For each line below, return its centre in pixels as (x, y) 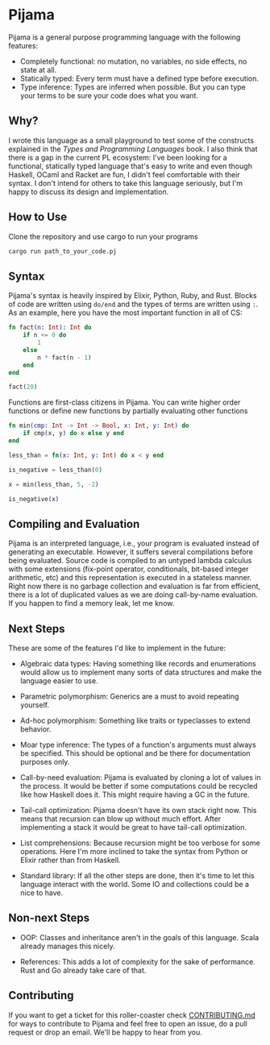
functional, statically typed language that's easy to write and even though (130, 166)
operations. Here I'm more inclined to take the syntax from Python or (134, 851)
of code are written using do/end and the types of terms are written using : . (133, 305)
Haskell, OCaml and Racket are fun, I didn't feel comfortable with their (124, 174)
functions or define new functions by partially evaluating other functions (128, 411)
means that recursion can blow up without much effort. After (120, 819)
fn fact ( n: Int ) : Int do (50, 328)
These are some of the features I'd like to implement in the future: (117, 648)
